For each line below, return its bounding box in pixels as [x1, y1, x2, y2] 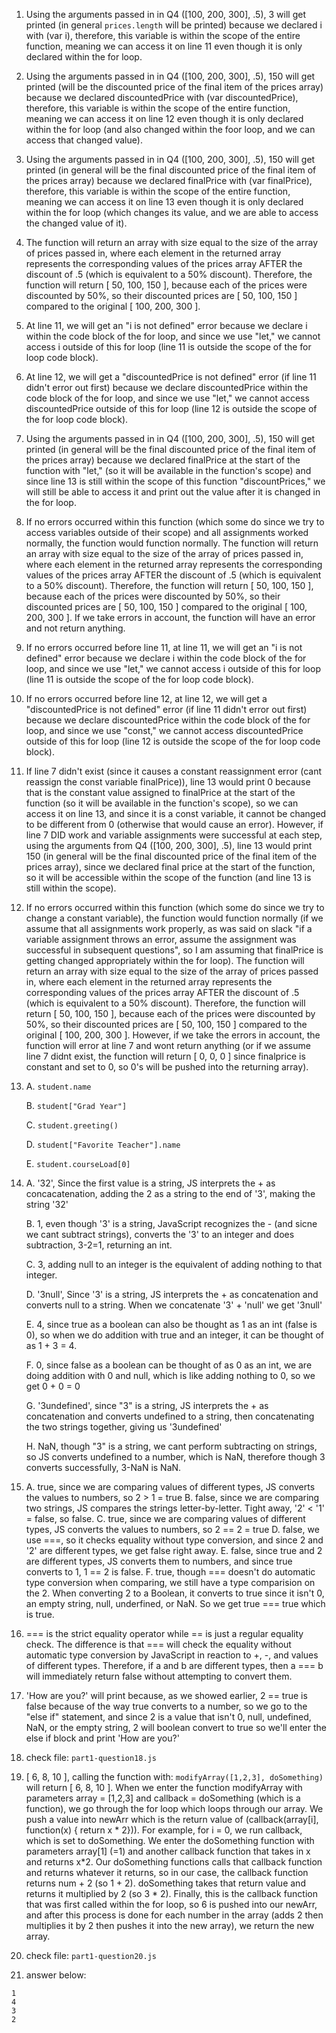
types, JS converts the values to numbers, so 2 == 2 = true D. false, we [25, 1524, 320, 1535]
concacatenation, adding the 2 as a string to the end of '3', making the [25, 1188, 316, 1199]
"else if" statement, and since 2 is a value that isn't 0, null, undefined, [25, 1711, 312, 1723]
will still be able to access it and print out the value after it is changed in [25, 486, 321, 498]
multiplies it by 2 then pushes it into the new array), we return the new [25, 1920, 315, 1931]
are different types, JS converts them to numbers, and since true [25, 1555, 293, 1567]
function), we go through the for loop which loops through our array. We [25, 1803, 324, 1814]
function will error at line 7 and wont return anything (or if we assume [25, 1040, 311, 1051]
